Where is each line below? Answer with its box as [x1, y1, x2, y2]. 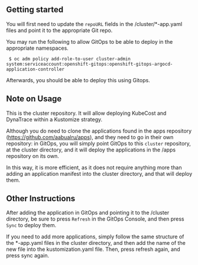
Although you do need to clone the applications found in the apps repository [6, 127, 192, 134]
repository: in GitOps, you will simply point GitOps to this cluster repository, [6, 140, 191, 147]
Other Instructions [6, 193, 76, 203]
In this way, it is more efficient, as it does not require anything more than [6, 164, 182, 171]
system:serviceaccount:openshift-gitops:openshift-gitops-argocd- [6, 61, 173, 67]
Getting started [6, 5, 64, 15]
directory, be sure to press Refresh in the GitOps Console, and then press [6, 215, 184, 222]
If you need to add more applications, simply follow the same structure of [6, 233, 184, 240]
